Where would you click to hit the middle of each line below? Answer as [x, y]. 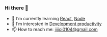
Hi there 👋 [17, 8]
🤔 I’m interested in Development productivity [56, 24]
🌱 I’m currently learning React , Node [48, 19]
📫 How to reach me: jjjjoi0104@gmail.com [54, 30]
